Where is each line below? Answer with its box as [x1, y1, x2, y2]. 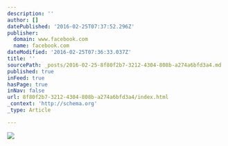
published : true [7, 68, 54, 75]
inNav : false [7, 87, 45, 94]
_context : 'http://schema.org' [7, 100, 98, 107]
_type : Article [7, 107, 51, 113]
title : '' [7, 55, 36, 62]
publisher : [7, 29, 39, 37]
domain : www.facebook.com [13, 36, 89, 43]
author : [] [7, 17, 39, 24]
